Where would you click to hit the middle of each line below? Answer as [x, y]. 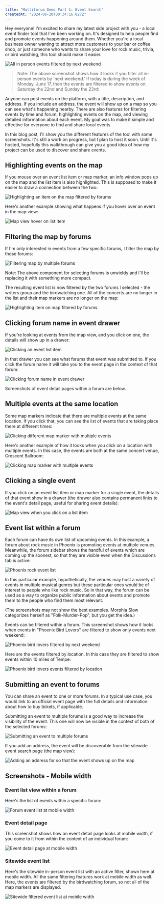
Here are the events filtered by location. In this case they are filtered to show [82, 654]
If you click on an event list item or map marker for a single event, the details [82, 492]
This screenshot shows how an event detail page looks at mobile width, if [79, 834]
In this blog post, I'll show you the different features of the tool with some [79, 134]
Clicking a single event [40, 481]
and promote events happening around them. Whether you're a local [74, 39]
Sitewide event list [27, 861]
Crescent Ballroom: [24, 455]
